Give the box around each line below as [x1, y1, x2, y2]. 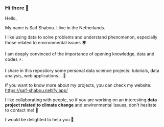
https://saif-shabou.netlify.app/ [5, 88, 68, 93]
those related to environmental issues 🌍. [5, 40, 88, 46]
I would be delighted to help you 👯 [5, 117, 74, 123]
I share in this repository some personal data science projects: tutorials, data [5, 68, 160, 73]
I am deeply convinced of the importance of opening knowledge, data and [5, 51, 155, 57]
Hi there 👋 [5, 4, 29, 11]
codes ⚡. [5, 56, 23, 62]
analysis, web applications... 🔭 [5, 73, 66, 79]
